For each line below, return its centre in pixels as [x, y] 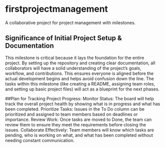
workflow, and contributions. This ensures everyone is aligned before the [80, 73]
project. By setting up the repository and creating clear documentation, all [80, 63]
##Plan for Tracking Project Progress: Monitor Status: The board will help [80, 98]
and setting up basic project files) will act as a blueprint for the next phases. [82, 89]
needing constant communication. [40, 140]
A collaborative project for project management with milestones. [70, 23]
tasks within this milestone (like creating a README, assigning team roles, [80, 84]
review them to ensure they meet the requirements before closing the [76, 124]
